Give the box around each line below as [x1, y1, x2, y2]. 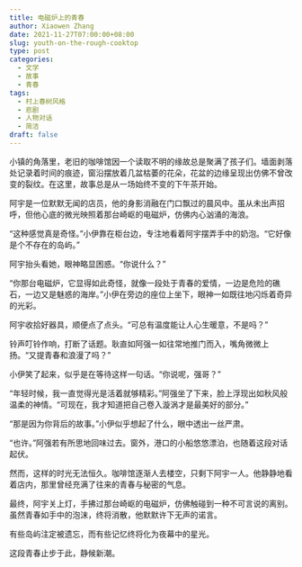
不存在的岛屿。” [24, 239, 81, 250]
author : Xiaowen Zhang [9, 22, 94, 31]
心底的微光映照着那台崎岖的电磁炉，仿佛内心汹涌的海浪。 [40, 209, 253, 220]
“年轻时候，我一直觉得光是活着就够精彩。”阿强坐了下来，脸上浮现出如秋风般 [9, 388, 289, 399]
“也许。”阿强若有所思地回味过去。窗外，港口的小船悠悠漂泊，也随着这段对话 [9, 437, 289, 448]
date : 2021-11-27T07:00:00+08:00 [9, 30, 135, 39]
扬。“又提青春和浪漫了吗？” [9, 349, 111, 360]
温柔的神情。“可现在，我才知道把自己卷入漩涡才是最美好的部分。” [9, 399, 249, 409]
